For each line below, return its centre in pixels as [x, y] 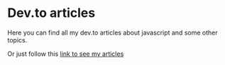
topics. [17, 40]
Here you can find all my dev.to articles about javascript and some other [112, 32]
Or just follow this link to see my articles [66, 54]
